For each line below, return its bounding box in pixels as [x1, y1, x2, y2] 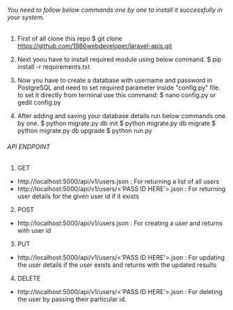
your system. [7, 13, 45, 21]
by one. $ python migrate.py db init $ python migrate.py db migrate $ [17, 119, 216, 128]
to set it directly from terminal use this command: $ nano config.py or [17, 91, 216, 99]
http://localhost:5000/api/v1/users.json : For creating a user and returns [17, 219, 223, 227]
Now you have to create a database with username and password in [17, 76, 213, 85]
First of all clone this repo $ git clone [17, 35, 123, 43]
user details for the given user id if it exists [17, 192, 139, 201]
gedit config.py [17, 98, 61, 107]
